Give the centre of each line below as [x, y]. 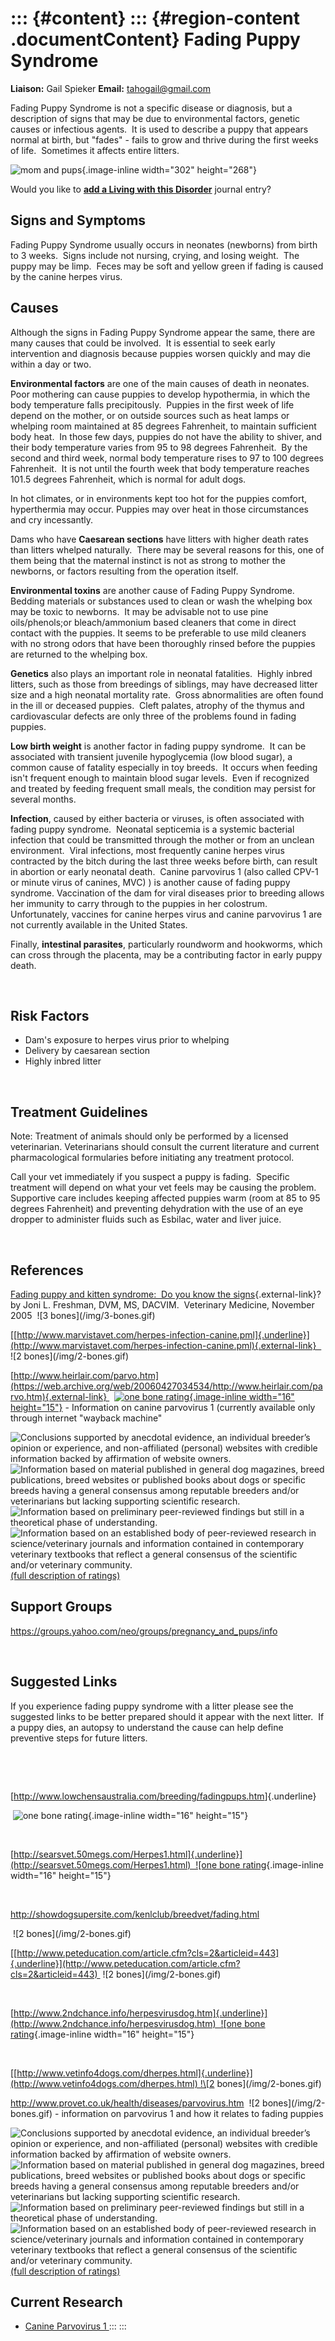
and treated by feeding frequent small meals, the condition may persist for [163, 788]
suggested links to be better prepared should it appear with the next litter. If [167, 1716]
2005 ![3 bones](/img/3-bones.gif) [83, 1315]
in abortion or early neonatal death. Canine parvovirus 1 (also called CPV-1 [164, 871]
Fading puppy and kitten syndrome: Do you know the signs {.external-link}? [166, 1294]
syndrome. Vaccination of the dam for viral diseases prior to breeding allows [167, 893]
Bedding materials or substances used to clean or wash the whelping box [161, 601]
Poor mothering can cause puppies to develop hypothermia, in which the [160, 394]
